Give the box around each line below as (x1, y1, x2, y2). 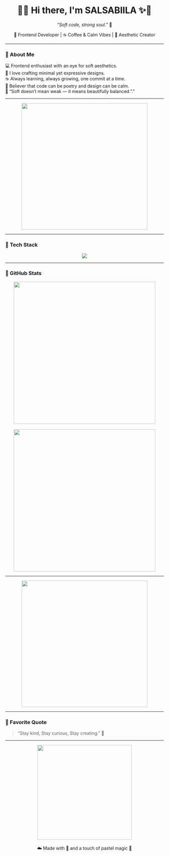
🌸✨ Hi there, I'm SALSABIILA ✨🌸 (17, 5, 152, 16)
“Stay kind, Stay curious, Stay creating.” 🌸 (17, 730, 105, 736)
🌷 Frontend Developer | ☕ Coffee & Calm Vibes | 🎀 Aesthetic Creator (14, 31, 155, 37)
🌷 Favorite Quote (5, 718, 47, 726)
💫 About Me (5, 51, 35, 58)
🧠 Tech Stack (5, 241, 38, 248)
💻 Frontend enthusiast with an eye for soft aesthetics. (5, 63, 117, 69)
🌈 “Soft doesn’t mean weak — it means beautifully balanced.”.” (5, 88, 135, 95)
